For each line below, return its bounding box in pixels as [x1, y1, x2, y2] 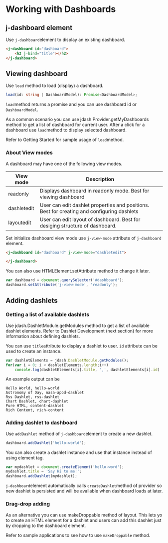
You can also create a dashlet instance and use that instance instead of [5, 449, 153, 455]
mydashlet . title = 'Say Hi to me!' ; [5, 469, 82, 474]
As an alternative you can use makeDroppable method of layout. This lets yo [5, 511, 163, 518]
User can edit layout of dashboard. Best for [39, 216, 141, 223]
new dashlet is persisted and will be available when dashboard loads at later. [5, 488, 163, 494]
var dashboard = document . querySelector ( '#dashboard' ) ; [5, 277, 124, 283]
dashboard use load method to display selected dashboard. [5, 127, 127, 133]
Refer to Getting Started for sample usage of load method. [5, 136, 124, 143]
